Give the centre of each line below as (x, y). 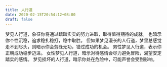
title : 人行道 (19, 10)
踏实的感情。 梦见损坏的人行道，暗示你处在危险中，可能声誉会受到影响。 (81, 59)
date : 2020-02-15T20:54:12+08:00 (40, 15)
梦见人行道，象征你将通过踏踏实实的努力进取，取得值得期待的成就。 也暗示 (83, 34)
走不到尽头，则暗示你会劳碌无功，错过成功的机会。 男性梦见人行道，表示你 (83, 47)
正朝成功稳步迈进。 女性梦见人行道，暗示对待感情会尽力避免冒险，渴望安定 (83, 53)
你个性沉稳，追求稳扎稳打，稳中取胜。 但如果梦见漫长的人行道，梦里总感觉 (83, 40)
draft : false (19, 19)
